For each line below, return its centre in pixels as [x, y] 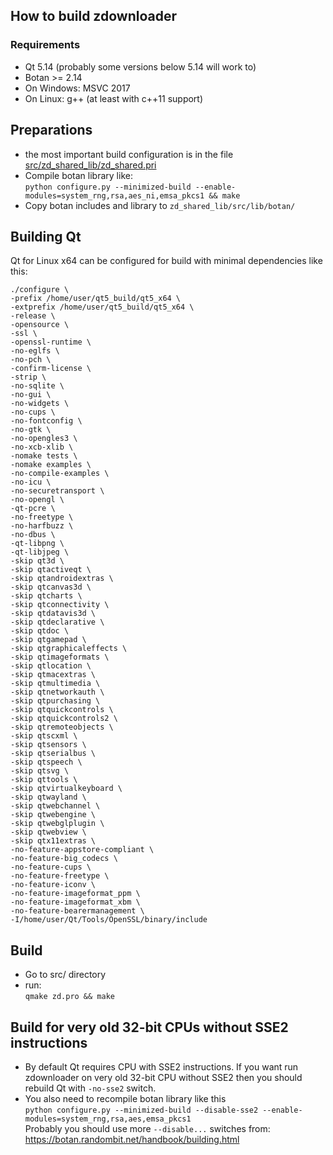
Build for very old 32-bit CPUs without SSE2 [149, 1027]
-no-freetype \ [42, 517]
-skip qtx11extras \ [53, 841]
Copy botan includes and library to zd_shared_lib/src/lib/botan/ [160, 205]
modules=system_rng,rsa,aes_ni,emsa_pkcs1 [114, 195]
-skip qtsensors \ [48, 745]
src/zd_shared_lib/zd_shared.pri [90, 165]
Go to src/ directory [65, 975]
